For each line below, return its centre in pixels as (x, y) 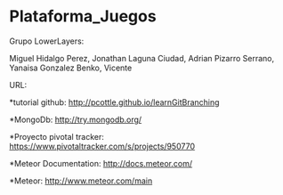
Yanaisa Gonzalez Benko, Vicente (71, 68)
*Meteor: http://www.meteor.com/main (81, 181)
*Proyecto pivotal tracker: (57, 136)
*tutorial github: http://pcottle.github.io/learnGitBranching (114, 102)
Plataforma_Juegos (83, 16)
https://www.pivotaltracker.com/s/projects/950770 (102, 146)
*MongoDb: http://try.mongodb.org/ (76, 119)
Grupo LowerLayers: (47, 41)
